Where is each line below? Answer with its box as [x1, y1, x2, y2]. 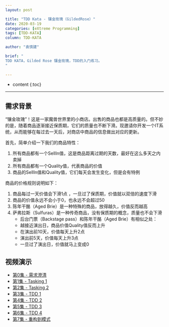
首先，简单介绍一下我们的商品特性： [5, 139, 80, 146]
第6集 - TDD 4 [12, 310, 43, 316]
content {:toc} [12, 81, 42, 87]
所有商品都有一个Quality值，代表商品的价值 [12, 163, 103, 169]
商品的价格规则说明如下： [5, 180, 58, 186]
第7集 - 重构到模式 [12, 316, 51, 322]
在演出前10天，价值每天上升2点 [20, 228, 85, 235]
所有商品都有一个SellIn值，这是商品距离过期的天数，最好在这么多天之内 [12, 150, 161, 157]
